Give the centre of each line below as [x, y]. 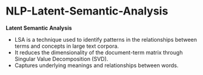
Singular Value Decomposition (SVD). [61, 59]
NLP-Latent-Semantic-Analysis [87, 11]
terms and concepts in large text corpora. [67, 46]
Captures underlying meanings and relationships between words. [96, 65]
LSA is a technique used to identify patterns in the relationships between [106, 39]
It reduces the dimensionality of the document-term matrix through [99, 52]
